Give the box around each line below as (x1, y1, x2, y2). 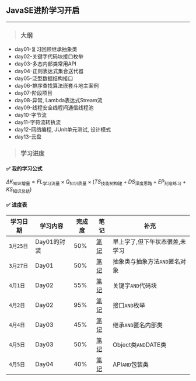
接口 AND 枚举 (113, 302, 146, 310)
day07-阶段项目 (14, 89, 52, 96)
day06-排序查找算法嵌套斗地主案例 (14, 82, 99, 89)
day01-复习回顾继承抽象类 (14, 46, 78, 53)
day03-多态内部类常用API (14, 60, 77, 67)
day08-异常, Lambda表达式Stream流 (14, 97, 103, 104)
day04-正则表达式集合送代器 (14, 68, 84, 75)
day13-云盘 (14, 133, 42, 140)
